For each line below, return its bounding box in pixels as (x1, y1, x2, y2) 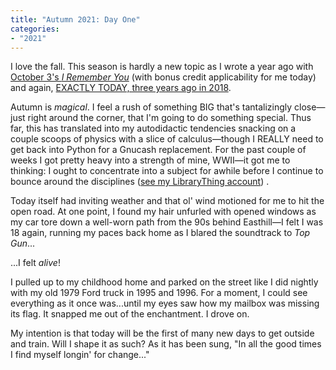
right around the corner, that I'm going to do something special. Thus (27, 112, 312, 124)
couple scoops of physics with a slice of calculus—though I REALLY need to (10, 133, 324, 145)
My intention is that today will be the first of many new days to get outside (10, 327, 315, 340)
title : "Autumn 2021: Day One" (10, 14, 141, 25)
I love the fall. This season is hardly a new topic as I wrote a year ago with (10, 61, 314, 73)
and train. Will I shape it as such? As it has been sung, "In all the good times (10, 338, 322, 350)
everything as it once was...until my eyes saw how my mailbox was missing (10, 297, 320, 310)
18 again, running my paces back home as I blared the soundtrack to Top (10, 227, 311, 239)
